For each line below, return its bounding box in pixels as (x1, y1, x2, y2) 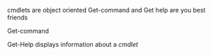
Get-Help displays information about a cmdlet (7, 40, 138, 48)
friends (7, 13, 28, 22)
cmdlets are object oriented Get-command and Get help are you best (7, 6, 206, 14)
